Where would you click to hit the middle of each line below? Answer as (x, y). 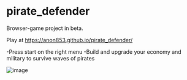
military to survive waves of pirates (51, 58)
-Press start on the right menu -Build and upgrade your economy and (94, 52)
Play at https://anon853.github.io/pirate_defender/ (70, 40)
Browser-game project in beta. (45, 28)
